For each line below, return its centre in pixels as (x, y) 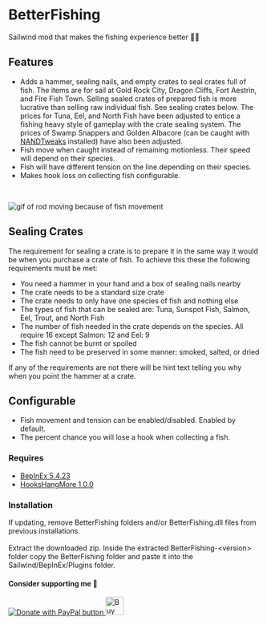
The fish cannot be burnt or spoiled (79, 343)
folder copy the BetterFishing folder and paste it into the (101, 556)
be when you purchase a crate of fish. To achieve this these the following (129, 259)
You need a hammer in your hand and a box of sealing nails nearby (130, 283)
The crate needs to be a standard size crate (92, 292)
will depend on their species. (67, 158)
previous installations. (44, 530)
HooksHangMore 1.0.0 (57, 484)
